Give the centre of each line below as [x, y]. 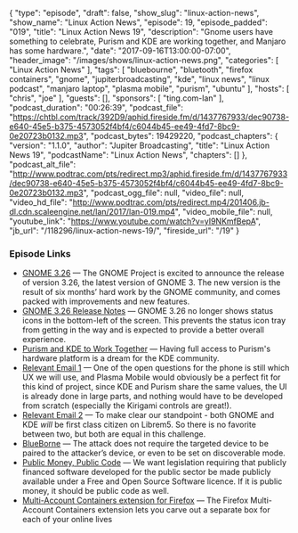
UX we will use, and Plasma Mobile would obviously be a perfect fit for [151, 377]
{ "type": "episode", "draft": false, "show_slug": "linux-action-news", [134, 13]
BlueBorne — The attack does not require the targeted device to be [145, 444]
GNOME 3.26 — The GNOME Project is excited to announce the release [153, 273]
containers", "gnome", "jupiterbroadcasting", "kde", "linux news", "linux [139, 79]
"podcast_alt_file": [43, 164]
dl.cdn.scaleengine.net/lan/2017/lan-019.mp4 [93, 212]
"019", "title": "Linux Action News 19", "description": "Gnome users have [141, 32]
